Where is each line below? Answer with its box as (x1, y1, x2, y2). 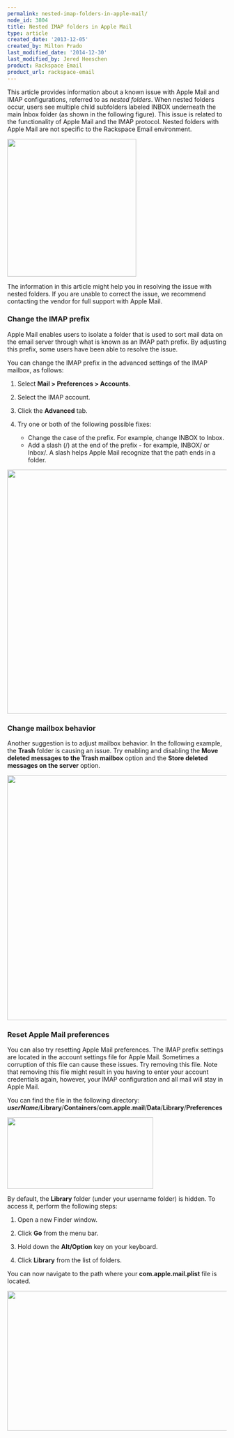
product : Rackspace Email (7, 62, 82, 69)
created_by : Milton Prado (7, 43, 82, 50)
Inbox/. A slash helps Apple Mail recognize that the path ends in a (27, 448, 216, 457)
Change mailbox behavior (7, 723, 96, 733)
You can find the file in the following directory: (7, 1096, 140, 1105)
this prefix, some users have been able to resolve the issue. (7, 345, 178, 353)
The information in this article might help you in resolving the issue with (7, 282, 212, 290)
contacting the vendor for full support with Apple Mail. (7, 297, 163, 305)
